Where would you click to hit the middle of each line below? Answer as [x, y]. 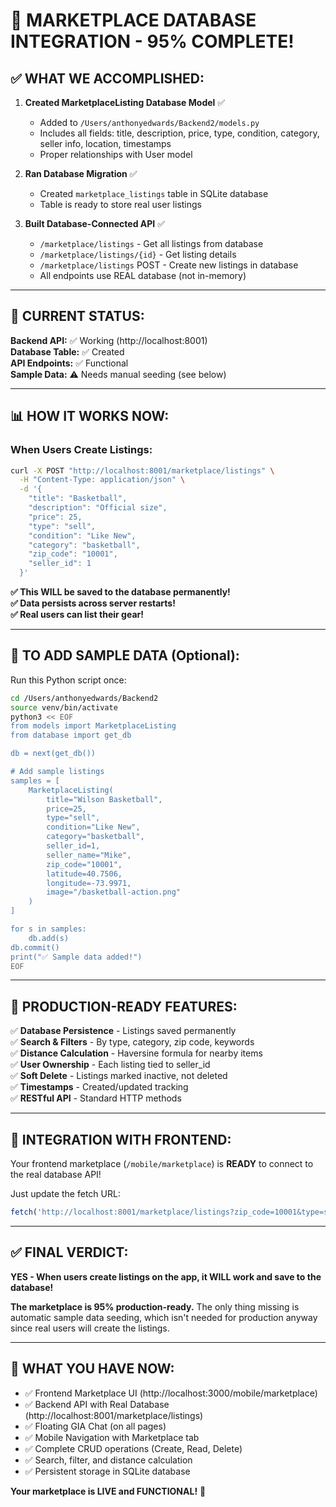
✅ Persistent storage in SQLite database [107, 1471]
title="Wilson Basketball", [104, 799]
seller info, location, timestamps [105, 143]
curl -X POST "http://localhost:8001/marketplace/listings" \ [142, 470]
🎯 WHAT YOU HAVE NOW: [92, 1369]
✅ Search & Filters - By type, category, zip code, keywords [132, 1042]
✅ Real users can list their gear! [77, 614]
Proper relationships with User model [116, 154]
